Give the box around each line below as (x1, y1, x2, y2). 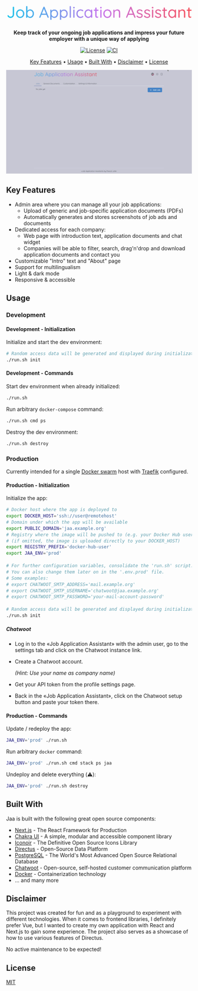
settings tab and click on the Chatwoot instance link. (14, 646, 143, 653)
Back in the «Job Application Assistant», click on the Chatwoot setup (14, 692, 183, 699)
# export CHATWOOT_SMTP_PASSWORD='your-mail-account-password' (6, 594, 165, 600)
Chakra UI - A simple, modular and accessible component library (14, 833, 172, 840)
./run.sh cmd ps (6, 417, 46, 424)
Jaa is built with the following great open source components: (6, 815, 156, 822)
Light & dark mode (14, 270, 60, 277)
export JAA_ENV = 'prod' (6, 550, 62, 557)
